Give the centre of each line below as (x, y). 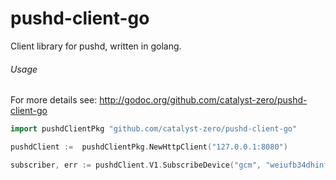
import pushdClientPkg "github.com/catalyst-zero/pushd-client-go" (154, 129)
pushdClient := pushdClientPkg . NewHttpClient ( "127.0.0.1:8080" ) (149, 147)
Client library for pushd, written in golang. (96, 46)
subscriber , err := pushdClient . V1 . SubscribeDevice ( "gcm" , (136, 165)
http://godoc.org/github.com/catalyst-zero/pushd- (203, 100)
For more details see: (54, 100)
